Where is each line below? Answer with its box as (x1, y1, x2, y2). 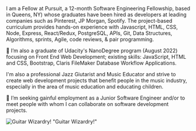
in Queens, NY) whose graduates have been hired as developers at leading (6, 11, 187, 18)
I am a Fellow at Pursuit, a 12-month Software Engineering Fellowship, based (6, 5, 191, 12)
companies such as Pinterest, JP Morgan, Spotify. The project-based (6, 17, 173, 24)
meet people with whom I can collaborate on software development (6, 101, 169, 107)
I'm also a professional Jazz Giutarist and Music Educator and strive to (6, 71, 177, 77)
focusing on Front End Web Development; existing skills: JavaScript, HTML (6, 54, 187, 60)
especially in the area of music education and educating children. (6, 83, 164, 90)
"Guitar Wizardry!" (52, 118, 98, 125)
